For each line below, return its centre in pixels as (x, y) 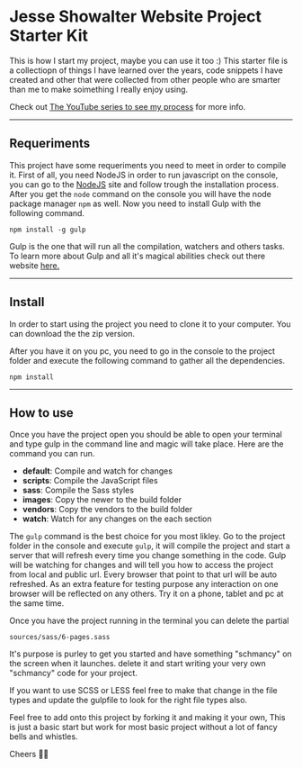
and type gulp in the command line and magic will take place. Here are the (147, 444)
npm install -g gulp (48, 230)
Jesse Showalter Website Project (136, 17)
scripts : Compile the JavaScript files (90, 481)
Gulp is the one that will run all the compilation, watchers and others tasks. (147, 246)
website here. (35, 265)
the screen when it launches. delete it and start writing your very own (138, 664)
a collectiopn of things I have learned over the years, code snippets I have (146, 70)
